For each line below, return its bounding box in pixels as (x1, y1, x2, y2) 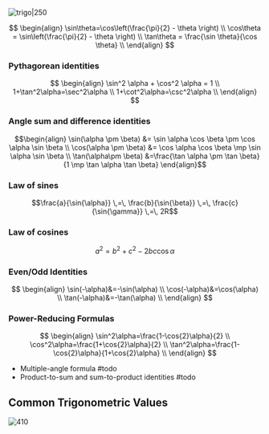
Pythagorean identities (8, 60, 100, 72)
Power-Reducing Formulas (8, 313, 115, 325)
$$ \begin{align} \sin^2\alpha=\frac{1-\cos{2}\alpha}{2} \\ (39, 331, 230, 341)
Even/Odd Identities (8, 266, 88, 277)
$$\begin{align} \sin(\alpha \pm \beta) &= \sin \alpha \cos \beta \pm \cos (14, 133, 255, 144)
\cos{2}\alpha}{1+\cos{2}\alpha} (53, 348, 161, 358)
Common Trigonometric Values (8, 395, 169, 409)
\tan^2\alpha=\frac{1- (169, 340, 241, 350)
